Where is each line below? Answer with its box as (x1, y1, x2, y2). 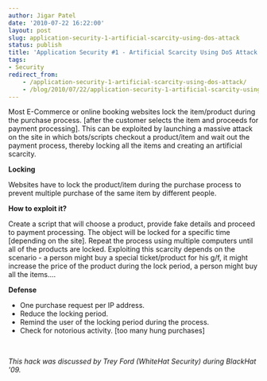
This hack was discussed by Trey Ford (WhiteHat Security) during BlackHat (8, 356, 257, 366)
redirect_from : (8, 71, 59, 79)
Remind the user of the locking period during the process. (19, 317, 210, 327)
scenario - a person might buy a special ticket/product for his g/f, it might (8, 253, 249, 263)
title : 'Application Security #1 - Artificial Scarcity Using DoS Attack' (8, 48, 261, 56)
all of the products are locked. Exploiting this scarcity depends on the (8, 244, 236, 254)
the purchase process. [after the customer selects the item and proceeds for (8, 116, 259, 125)
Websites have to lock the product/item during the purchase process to (8, 180, 242, 190)
